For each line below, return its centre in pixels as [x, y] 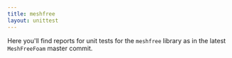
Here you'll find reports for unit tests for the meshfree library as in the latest [117, 40]
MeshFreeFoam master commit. [50, 48]
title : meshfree [31, 14]
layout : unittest [33, 21]
